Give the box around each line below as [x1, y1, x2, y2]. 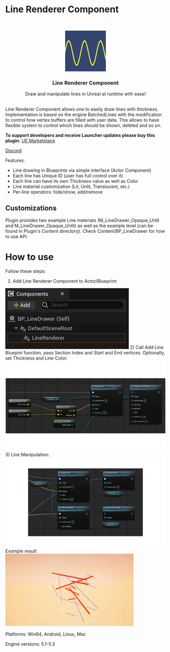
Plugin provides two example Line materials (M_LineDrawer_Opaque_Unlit [5, 218, 159, 224]
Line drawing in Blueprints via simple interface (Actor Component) [12, 167, 152, 174]
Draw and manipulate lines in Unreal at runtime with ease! [25, 91, 146, 97]
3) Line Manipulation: [5, 451, 50, 457]
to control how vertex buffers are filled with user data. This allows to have [5, 117, 159, 123]
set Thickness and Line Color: [5, 355, 68, 361]
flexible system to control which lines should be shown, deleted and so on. [5, 122, 162, 128]
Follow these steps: [5, 268, 46, 274]
